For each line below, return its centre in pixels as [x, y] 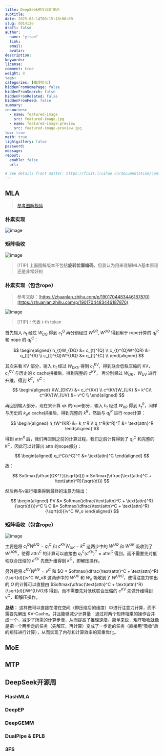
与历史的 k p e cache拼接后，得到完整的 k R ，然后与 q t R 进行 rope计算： [75, 413]
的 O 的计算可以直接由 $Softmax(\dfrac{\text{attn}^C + [60, 585]
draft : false [18, 28]
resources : [16, 110]
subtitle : [15, 14]
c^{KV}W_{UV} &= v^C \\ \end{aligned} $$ [82, 395]
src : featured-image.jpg [39, 119]
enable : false [24, 160]
